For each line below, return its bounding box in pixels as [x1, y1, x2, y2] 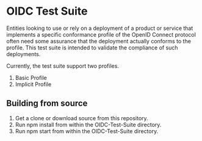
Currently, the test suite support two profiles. [6, 62, 119, 70]
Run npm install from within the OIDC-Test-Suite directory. [15, 121, 162, 128]
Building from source [6, 98, 88, 109]
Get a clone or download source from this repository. [15, 114, 148, 121]
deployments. [6, 50, 41, 57]
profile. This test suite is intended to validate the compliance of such [6, 44, 178, 51]
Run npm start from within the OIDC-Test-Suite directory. [15, 127, 159, 135]
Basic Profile [15, 74, 48, 81]
